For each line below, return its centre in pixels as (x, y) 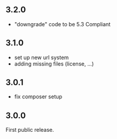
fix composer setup (38, 97)
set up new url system (41, 57)
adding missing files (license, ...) (54, 64)
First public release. (30, 130)
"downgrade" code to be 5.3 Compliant (62, 24)
